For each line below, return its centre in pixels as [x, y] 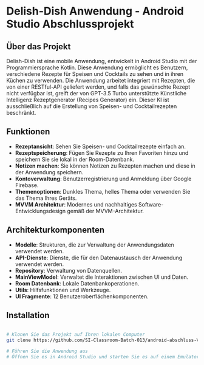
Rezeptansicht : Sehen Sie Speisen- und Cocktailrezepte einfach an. [100, 146]
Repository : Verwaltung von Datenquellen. [69, 270]
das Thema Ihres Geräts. [46, 198]
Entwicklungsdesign [40, 211]
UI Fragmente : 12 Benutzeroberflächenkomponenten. [82, 296]
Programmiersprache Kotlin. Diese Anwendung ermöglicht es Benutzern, [97, 67]
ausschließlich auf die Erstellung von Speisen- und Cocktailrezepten [92, 106]
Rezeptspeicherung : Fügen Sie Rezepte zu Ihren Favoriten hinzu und [102, 152]
